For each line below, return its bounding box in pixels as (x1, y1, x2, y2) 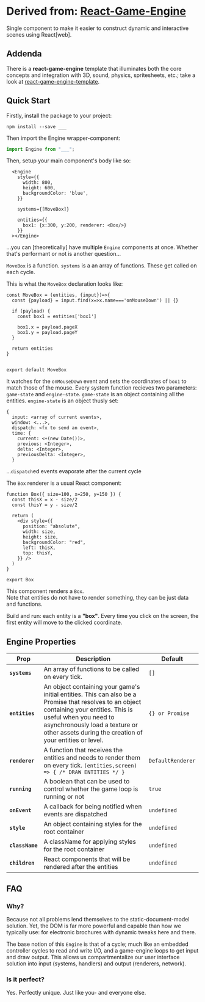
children (9, 860, 35, 866)
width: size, (22, 529, 56, 535)
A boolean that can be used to (43, 777, 130, 786)
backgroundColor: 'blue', (22, 191, 88, 197)
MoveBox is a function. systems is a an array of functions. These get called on (6, 262, 197, 269)
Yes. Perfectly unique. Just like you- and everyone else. (6, 989, 146, 997)
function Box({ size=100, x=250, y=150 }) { (6, 492, 121, 498)
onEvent (9, 807, 32, 814)
